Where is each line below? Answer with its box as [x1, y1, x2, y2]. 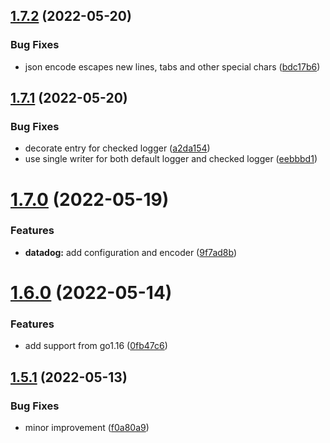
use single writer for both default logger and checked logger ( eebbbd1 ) [24, 153, 318, 165]
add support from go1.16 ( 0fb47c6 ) [24, 340, 168, 352]
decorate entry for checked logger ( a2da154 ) [24, 142, 211, 154]
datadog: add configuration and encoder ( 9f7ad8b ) [24, 246, 238, 258]
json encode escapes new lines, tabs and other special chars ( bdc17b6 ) [24, 60, 321, 73]
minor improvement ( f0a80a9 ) [24, 422, 150, 434]
